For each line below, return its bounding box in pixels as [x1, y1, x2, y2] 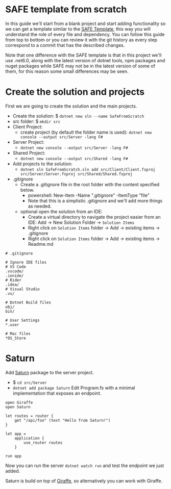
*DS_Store [5, 336, 27, 341]
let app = [5, 431, 27, 436]
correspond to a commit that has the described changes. [5, 42, 125, 48]
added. [5, 468, 20, 474]
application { [14, 435, 44, 441]
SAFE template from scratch [5, 4, 127, 15]
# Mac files [5, 331, 31, 336]
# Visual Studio [5, 287, 40, 292]
